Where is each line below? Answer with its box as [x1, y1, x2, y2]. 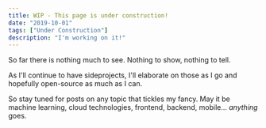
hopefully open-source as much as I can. [8, 79, 143, 88]
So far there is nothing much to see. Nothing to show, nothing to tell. [8, 55, 232, 65]
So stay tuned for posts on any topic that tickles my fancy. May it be [8, 94, 230, 104]
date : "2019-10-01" [8, 19, 73, 27]
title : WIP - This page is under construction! [8, 11, 169, 20]
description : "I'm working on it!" [8, 33, 126, 42]
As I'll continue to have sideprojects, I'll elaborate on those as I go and [8, 70, 237, 80]
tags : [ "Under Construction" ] [8, 26, 109, 34]
